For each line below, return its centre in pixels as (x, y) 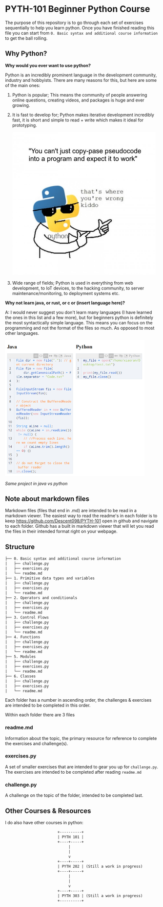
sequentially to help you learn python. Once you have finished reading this (80, 27)
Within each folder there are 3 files (40, 715)
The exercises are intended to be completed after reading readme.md (73, 772)
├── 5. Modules (20, 657)
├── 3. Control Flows (27, 618)
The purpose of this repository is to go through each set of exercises (74, 23)
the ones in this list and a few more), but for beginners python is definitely (79, 318)
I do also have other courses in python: (44, 822)
